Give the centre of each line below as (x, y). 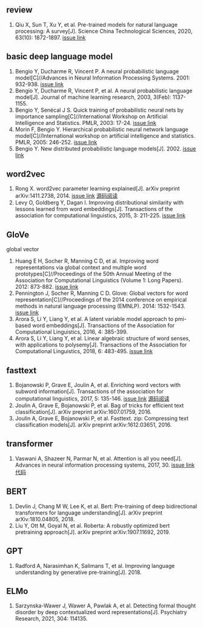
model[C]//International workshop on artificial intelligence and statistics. (105, 135)
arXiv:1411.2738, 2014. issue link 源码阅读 (66, 196)
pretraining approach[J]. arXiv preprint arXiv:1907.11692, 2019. (93, 532)
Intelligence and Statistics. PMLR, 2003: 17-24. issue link (85, 123)
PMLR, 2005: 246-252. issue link (56, 142)
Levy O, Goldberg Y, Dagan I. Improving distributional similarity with (99, 203)
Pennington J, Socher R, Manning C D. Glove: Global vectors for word (101, 293)
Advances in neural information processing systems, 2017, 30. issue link (105, 465)
